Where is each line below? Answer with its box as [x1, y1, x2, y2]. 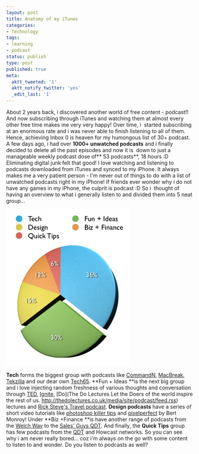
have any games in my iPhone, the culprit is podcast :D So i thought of [6, 185, 180, 192]
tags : [6, 35, 20, 41]
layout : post [6, 10, 39, 16]
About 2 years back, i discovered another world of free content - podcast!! [6, 109, 189, 116]
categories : [6, 22, 36, 28]
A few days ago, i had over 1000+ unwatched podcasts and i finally [6, 140, 173, 147]
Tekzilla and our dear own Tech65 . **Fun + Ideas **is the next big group [6, 378, 185, 385]
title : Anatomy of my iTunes [6, 16, 78, 22]
